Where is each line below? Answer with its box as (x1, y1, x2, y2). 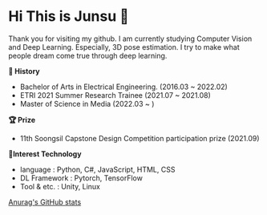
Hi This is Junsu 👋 (8, 7, 130, 26)
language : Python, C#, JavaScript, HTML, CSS (19, 164, 176, 174)
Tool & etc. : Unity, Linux (19, 181, 101, 191)
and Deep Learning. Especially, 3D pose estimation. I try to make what (8, 42, 241, 51)
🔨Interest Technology (8, 148, 82, 159)
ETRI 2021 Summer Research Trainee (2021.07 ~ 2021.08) (19, 90, 211, 99)
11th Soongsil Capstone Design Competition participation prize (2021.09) (19, 133, 260, 143)
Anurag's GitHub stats (8, 197, 82, 207)
